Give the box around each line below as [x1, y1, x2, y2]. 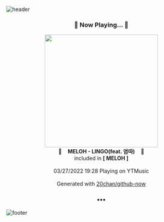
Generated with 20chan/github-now [57, 180, 146, 188]
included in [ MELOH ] [74, 155, 128, 162]
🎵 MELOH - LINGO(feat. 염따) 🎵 [58, 148, 145, 155]
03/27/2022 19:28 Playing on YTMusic [53, 167, 150, 174]
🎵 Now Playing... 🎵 [74, 20, 129, 29]
